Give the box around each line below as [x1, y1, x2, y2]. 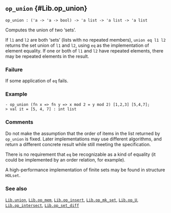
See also [5, 185, 27, 192]
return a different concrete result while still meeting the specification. [5, 141, 151, 147]
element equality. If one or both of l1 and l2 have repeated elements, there [5, 47, 164, 54]
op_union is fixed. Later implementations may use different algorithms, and [5, 136, 162, 142]
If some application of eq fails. [5, 78, 69, 84]
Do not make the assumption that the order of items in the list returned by [5, 130, 160, 136]
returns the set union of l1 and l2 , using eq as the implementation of [5, 42, 149, 48]
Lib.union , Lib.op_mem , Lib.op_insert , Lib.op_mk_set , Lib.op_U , [5, 197, 139, 203]
